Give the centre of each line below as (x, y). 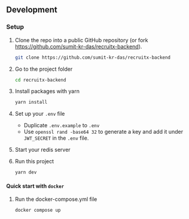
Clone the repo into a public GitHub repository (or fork (81, 40)
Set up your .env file (40, 114)
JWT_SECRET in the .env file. (56, 138)
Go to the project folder (44, 69)
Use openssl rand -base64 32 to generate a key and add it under (103, 132)
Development (32, 10)
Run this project (34, 161)
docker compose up (38, 210)
